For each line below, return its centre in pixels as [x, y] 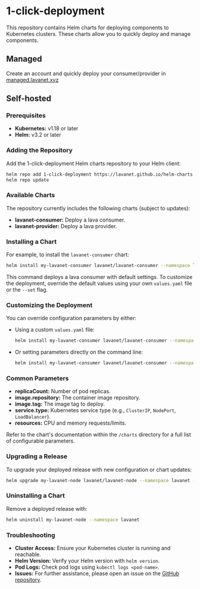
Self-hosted [29, 99]
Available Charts [31, 195]
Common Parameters [37, 378]
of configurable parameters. [41, 441]
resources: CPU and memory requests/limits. [71, 423]
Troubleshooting [31, 535]
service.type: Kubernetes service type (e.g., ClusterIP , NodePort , [96, 410]
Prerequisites [26, 116]
